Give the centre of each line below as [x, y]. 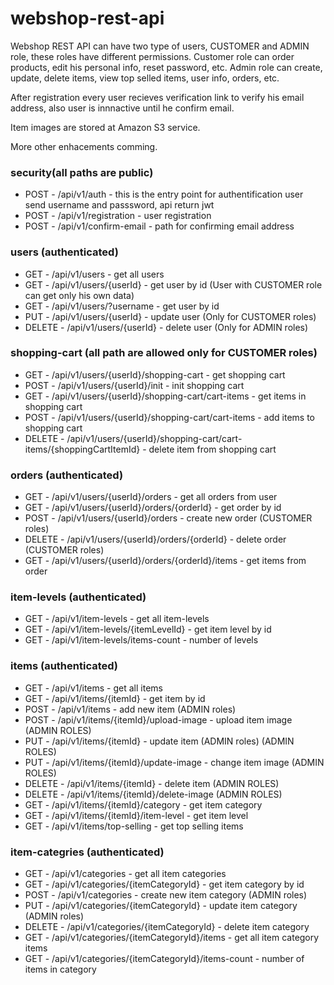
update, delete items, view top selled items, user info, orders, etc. [145, 78]
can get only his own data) [79, 295]
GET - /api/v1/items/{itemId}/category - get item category [143, 804]
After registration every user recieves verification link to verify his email [157, 97]
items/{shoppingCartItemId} [82, 449]
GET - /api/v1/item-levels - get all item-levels [117, 619]
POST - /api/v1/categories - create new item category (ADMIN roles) [166, 895]
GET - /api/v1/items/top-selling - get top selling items [134, 826]
